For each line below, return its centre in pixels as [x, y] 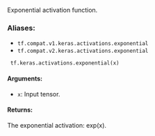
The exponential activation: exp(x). [57, 125]
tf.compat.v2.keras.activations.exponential [83, 51]
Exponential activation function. [52, 10]
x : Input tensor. [39, 94]
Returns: [20, 110]
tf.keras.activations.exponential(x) [65, 63]
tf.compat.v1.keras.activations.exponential [83, 44]
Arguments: [25, 78]
